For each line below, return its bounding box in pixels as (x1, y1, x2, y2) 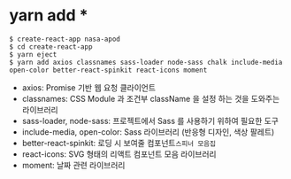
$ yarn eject (9, 50, 57, 58)
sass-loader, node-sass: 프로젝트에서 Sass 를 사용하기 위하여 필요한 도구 (21, 115, 279, 126)
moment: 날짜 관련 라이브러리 (21, 160, 126, 170)
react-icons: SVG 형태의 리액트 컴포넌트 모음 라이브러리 (21, 148, 217, 160)
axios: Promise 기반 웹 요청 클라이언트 (21, 82, 157, 93)
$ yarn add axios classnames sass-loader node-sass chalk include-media (9, 58, 283, 66)
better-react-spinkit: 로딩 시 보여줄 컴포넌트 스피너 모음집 (21, 137, 217, 148)
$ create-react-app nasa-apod (9, 35, 121, 43)
